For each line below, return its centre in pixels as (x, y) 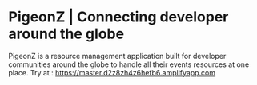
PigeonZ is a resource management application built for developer (117, 56)
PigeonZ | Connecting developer (118, 17)
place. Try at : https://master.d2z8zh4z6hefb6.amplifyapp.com (112, 72)
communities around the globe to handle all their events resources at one (129, 64)
